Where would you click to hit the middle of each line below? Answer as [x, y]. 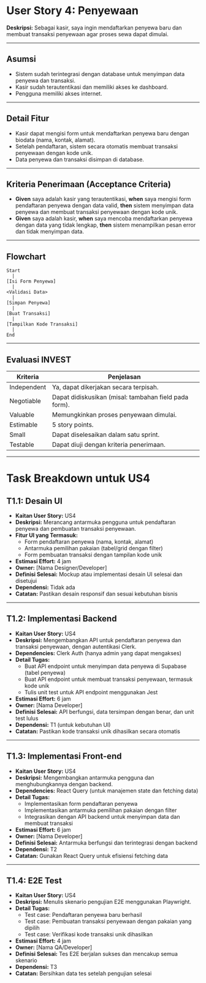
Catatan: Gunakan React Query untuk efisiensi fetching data [92, 856]
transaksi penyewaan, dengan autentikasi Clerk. [76, 647]
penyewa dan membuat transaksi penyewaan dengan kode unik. [97, 212]
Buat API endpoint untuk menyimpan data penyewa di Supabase [105, 666]
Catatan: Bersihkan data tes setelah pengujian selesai [83, 974]
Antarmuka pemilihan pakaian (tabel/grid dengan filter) [94, 548]
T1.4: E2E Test [34, 881]
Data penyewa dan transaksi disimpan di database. [79, 159]
